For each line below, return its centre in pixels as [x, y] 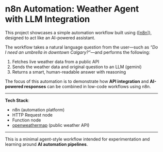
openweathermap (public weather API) [51, 125]
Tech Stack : [17, 100]
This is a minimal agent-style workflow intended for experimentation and [78, 139]
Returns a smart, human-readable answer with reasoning [69, 72]
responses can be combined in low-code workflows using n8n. [88, 86]
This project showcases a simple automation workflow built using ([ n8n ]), [78, 32]
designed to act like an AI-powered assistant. [50, 38]
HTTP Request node [32, 115]
